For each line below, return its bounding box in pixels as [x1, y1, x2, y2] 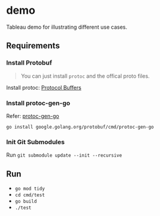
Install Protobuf [6, 59, 53, 67]
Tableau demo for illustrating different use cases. [6, 23, 128, 31]
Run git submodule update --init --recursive [6, 151, 122, 159]
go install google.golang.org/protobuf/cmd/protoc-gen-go [6, 124, 154, 130]
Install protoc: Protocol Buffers [6, 84, 82, 91]
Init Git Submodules [6, 138, 65, 146]
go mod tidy [14, 186, 45, 192]
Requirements [6, 41, 60, 51]
